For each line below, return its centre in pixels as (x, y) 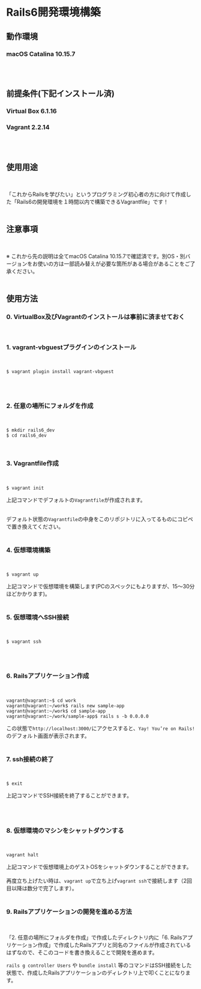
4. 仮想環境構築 (28, 550)
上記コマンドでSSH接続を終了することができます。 (69, 795)
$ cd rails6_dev (26, 436)
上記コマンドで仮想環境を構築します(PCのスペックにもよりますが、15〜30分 (100, 586)
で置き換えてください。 (35, 526)
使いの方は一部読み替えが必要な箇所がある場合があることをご (114, 264)
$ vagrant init (25, 488)
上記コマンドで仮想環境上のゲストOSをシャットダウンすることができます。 (99, 867)
